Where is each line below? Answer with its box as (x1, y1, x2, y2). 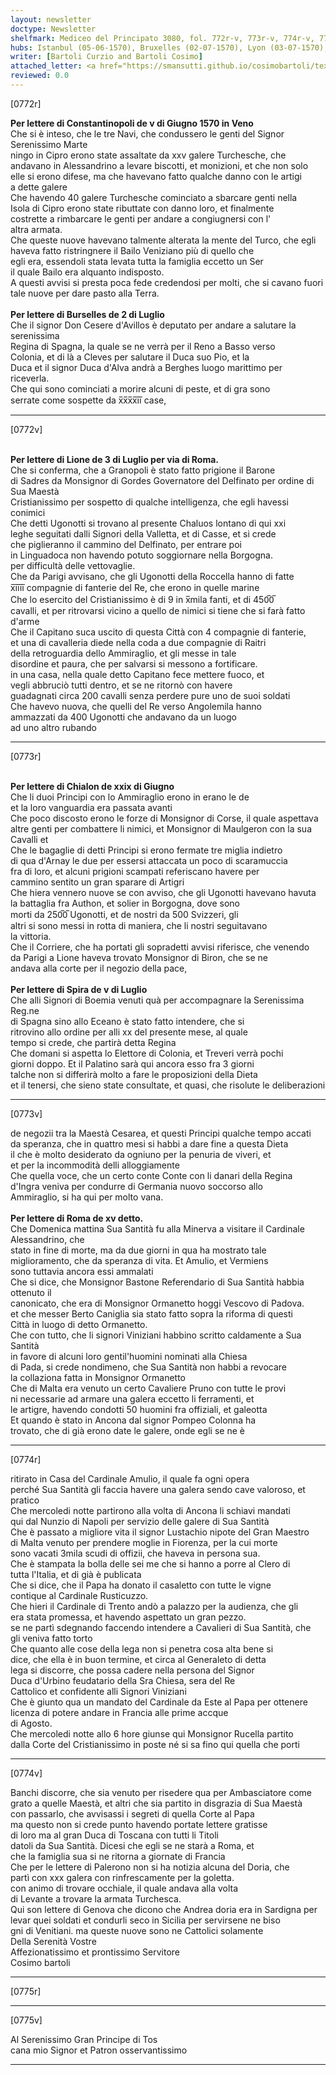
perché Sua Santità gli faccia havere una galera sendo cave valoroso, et (10, 1483, 306, 1495)
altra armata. (10, 223, 63, 235)
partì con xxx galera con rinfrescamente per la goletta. (10, 1871, 235, 1883)
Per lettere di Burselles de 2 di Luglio (10, 308, 165, 320)
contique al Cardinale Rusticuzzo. (10, 1589, 149, 1601)
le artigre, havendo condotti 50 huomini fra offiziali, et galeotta (10, 1403, 268, 1415)
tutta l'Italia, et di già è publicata (10, 1568, 142, 1580)
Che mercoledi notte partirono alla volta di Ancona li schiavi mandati (10, 1504, 291, 1516)
